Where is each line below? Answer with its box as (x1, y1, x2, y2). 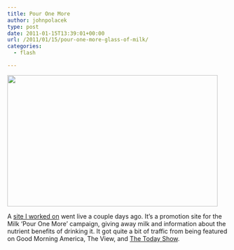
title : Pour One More (7, 10, 71, 18)
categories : (7, 43, 42, 50)
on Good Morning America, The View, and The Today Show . (7, 234, 180, 242)
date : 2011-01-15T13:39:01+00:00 (7, 29, 105, 37)
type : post (7, 23, 39, 30)
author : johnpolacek (7, 17, 68, 24)
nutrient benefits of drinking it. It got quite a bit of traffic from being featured (7, 227, 228, 235)
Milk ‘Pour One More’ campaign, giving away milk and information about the (7, 219, 226, 228)
